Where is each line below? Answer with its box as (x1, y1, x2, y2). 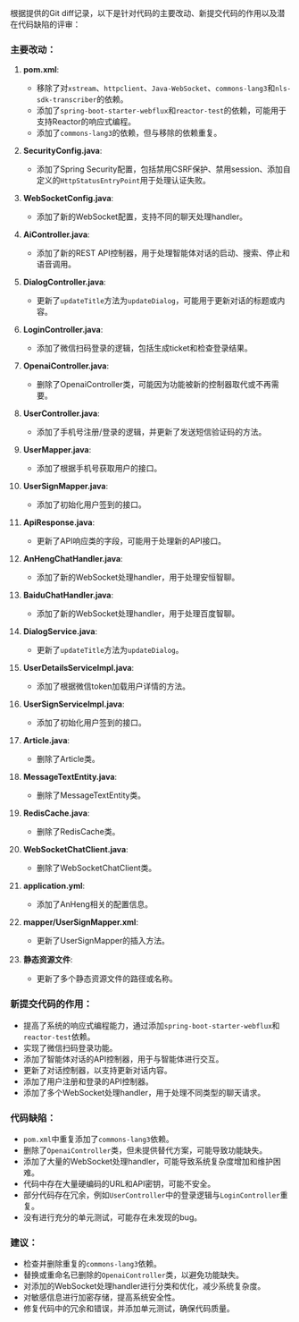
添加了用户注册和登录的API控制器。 (22, 1076, 154, 1087)
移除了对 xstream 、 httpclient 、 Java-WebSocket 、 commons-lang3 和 (36, 83, 276, 94)
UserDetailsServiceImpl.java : (22, 663, 135, 674)
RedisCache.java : (22, 808, 90, 818)
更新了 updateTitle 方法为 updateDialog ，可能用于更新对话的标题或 (36, 295, 278, 306)
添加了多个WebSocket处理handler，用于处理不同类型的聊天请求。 (22, 1087, 266, 1097)
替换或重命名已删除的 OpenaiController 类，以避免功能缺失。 (22, 1269, 245, 1281)
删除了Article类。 (36, 754, 101, 765)
